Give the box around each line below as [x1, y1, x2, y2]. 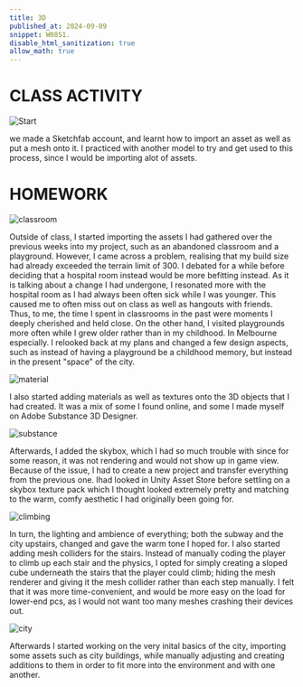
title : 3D [9, 13, 47, 23]
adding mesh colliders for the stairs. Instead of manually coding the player [9, 548, 287, 559]
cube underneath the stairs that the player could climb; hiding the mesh [9, 567, 276, 578]
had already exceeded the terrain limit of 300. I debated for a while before [9, 260, 285, 271]
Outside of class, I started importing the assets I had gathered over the [9, 231, 273, 242]
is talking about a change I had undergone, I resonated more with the [9, 279, 267, 290]
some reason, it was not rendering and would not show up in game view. [9, 456, 279, 466]
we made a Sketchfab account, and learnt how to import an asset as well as [9, 133, 291, 145]
